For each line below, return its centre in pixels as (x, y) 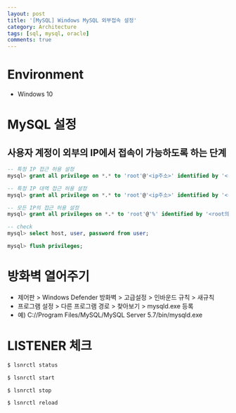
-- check (20, 227)
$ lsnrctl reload (33, 403)
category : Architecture (42, 27)
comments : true (29, 40)
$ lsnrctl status (33, 365)
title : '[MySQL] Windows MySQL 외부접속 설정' (72, 20)
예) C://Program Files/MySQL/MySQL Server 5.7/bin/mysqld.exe (110, 315)
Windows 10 (35, 94)
